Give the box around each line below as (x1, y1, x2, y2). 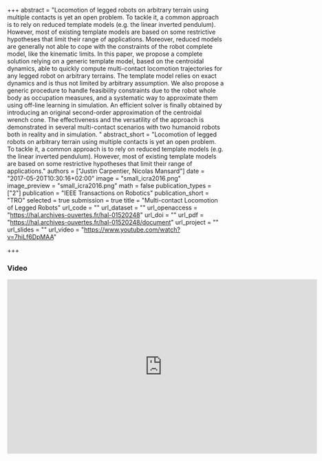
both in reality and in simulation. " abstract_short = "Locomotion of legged (7, 130, 217, 139)
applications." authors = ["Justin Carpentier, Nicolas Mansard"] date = (7, 167, 205, 175)
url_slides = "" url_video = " (7, 225, 85, 234)
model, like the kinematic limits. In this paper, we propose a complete (7, 50, 203, 58)
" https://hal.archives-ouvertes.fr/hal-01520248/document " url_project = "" (7, 218, 219, 226)
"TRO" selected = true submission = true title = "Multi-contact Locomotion (7, 196, 218, 204)
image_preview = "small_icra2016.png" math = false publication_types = (7, 182, 212, 189)
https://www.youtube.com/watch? (83, 225, 181, 234)
